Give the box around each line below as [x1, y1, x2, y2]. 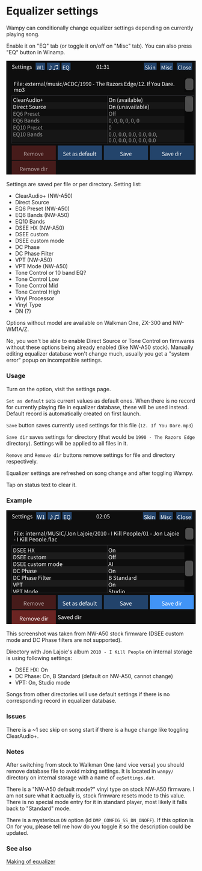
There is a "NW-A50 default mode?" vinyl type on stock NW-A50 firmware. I [6, 785, 195, 793]
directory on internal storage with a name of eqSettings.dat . [6, 773, 156, 781]
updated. [6, 829, 29, 836]
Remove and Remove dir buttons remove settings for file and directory [6, 451, 176, 459]
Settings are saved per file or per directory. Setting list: [6, 181, 142, 188]
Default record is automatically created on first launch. [6, 410, 141, 417]
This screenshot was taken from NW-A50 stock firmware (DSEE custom [6, 630, 185, 637]
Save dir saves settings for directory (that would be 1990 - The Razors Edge [6, 433, 195, 441]
